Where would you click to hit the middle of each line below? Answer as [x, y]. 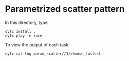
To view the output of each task [37, 44]
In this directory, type [26, 22]
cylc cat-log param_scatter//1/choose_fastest [53, 54]
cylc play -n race [24, 36]
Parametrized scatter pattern [65, 9]
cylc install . [20, 31]
